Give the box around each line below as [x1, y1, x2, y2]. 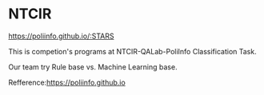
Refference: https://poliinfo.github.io [8, 77, 126, 87]
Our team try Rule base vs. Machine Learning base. [8, 61, 178, 72]
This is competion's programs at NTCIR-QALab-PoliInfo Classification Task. [8, 46, 258, 56]
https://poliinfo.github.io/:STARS [8, 31, 114, 41]
